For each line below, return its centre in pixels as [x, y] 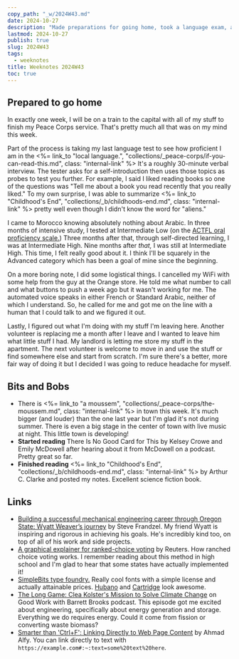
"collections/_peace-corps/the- [169, 404]
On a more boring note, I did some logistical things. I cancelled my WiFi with [118, 274]
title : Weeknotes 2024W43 [46, 67]
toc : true [22, 73]
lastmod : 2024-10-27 [38, 34]
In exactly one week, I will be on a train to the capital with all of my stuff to [116, 120]
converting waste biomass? [58, 625]
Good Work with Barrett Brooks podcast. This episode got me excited [119, 602]
